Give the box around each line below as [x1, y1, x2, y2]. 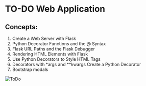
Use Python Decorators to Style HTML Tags [12, 56, 101, 62]
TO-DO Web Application [5, 3, 105, 15]
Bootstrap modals [12, 67, 48, 72]
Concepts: [5, 23, 38, 31]
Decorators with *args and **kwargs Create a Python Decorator [12, 62, 141, 67]
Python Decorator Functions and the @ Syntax [12, 41, 106, 47]
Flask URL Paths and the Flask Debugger [12, 46, 95, 52]
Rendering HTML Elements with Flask [12, 51, 88, 57]
